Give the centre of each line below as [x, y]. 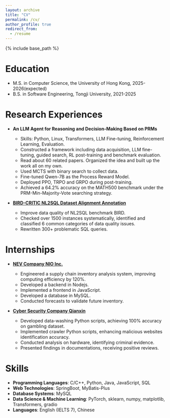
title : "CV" [18, 15]
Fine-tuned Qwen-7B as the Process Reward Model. [75, 176]
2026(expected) [30, 88]
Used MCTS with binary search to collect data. [69, 171]
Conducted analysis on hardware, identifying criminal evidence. [87, 342]
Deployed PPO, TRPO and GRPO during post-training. [76, 182]
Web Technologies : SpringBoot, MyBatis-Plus [61, 388]
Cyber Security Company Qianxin [49, 311]
